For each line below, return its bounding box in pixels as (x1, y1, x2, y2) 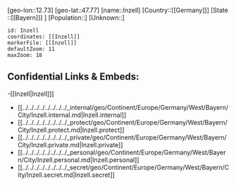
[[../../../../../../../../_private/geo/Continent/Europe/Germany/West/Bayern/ (17, 133, 227, 142)
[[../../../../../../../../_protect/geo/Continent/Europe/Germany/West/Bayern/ (17, 118, 228, 126)
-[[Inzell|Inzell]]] (7, 89, 54, 98)
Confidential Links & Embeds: (7, 70, 139, 83)
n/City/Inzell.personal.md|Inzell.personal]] (17, 155, 139, 164)
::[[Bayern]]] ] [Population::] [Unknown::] (7, 13, 125, 22)
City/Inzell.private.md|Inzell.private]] (17, 140, 123, 149)
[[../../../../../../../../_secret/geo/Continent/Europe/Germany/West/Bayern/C (17, 163, 230, 171)
